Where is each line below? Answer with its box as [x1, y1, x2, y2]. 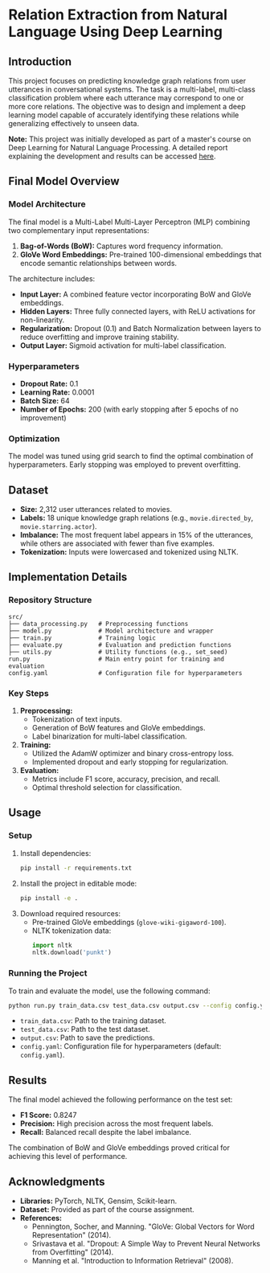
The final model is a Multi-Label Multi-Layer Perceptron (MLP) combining [8, 217, 251, 227]
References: [19, 1214, 63, 1223]
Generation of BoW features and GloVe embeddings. [31, 723, 206, 733]
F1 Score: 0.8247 [19, 1111, 77, 1120]
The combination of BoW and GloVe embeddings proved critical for [8, 1143, 231, 1152]
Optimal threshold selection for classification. [31, 783, 182, 792]
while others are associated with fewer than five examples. [19, 538, 215, 548]
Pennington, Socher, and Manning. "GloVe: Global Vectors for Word [31, 1222, 255, 1231]
